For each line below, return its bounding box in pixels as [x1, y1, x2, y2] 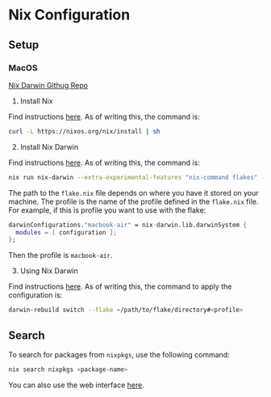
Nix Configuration [8, 6, 131, 24]
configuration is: [8, 290, 63, 300]
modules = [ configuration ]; [15, 228, 117, 236]
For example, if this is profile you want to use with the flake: [8, 205, 206, 215]
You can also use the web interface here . [8, 380, 145, 390]
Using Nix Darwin [19, 266, 78, 276]
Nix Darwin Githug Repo [8, 80, 89, 90]
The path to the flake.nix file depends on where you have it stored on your [8, 188, 260, 197]
